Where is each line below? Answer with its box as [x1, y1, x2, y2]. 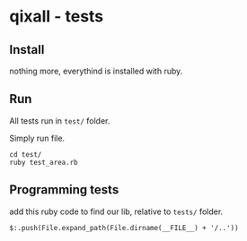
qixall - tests [9, 6, 104, 27]
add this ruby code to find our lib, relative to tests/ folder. [9, 206, 224, 217]
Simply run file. [9, 133, 66, 143]
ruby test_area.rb [9, 158, 78, 167]
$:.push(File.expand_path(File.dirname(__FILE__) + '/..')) [9, 223, 240, 232]
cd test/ [9, 150, 42, 159]
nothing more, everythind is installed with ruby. [9, 65, 183, 76]
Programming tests [9, 182, 119, 198]
